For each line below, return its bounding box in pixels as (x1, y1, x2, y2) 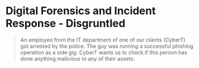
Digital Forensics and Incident (5, 4, 156, 18)
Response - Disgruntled (5, 17, 126, 30)
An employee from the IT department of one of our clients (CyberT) (20, 36, 186, 43)
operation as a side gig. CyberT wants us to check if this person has (20, 48, 188, 56)
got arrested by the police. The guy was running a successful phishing (20, 43, 194, 50)
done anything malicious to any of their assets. (20, 55, 135, 62)
